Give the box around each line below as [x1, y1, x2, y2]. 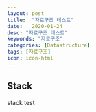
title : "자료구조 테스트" [7, 16, 74, 23]
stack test [7, 98, 36, 107]
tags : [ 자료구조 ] [7, 49, 51, 56]
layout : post [7, 10, 45, 17]
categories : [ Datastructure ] [7, 42, 91, 49]
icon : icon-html [7, 55, 53, 62]
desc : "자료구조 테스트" [7, 29, 69, 36]
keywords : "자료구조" [7, 36, 63, 43]
